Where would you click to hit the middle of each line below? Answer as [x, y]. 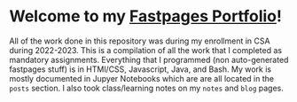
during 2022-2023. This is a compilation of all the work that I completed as [145, 50]
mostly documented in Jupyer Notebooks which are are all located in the [142, 78]
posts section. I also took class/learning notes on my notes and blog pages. [146, 88]
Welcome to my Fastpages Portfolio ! [145, 16]
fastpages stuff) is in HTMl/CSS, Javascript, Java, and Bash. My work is [141, 69]
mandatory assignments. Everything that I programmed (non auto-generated [149, 59]
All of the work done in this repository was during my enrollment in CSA [140, 41]
